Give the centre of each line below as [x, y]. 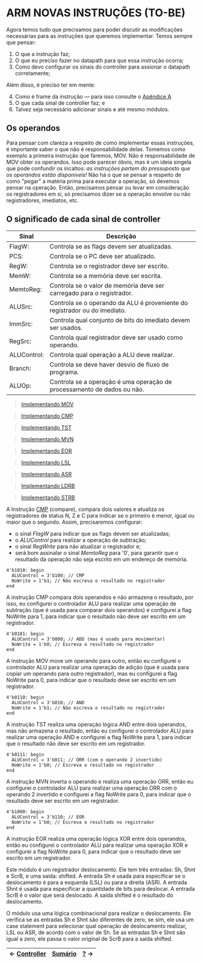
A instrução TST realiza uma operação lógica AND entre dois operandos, [96, 724]
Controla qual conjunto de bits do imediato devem [120, 320]
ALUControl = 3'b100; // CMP [48, 575]
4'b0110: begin [25, 697]
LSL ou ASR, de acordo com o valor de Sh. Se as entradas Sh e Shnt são [96, 932]
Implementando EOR [46, 451]
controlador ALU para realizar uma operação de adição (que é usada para [98, 667]
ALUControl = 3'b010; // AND [48, 702]
